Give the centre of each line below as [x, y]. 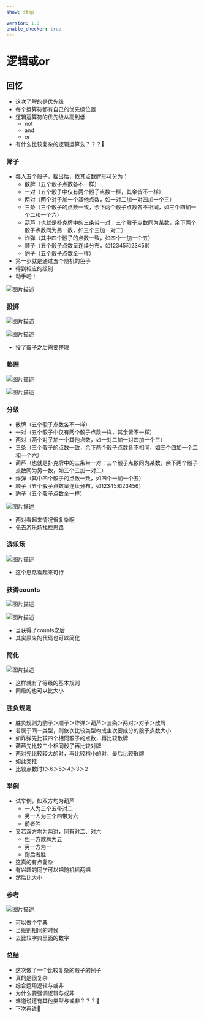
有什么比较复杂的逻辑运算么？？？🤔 [60, 144]
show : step [20, 12]
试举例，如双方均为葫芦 [45, 801]
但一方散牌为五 [43, 839]
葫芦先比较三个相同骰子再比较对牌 [58, 746]
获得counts [23, 589]
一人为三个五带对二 [49, 809]
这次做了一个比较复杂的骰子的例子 [58, 970]
